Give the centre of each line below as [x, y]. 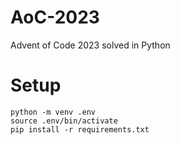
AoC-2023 [55, 17]
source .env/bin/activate [64, 121]
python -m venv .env [53, 112]
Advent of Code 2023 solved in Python [90, 45]
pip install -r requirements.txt [80, 129]
